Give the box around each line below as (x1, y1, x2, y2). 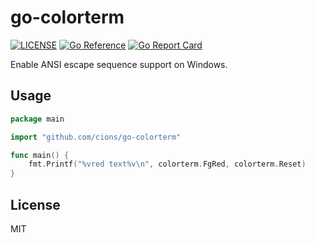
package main (10, 114, 65, 124)
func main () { (10, 150, 70, 160)
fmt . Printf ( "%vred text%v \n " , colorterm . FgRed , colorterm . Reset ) (28, 159, 307, 170)
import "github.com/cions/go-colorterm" (10, 132, 182, 142)
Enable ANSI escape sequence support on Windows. (10, 58, 228, 70)
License (10, 196, 61, 213)
